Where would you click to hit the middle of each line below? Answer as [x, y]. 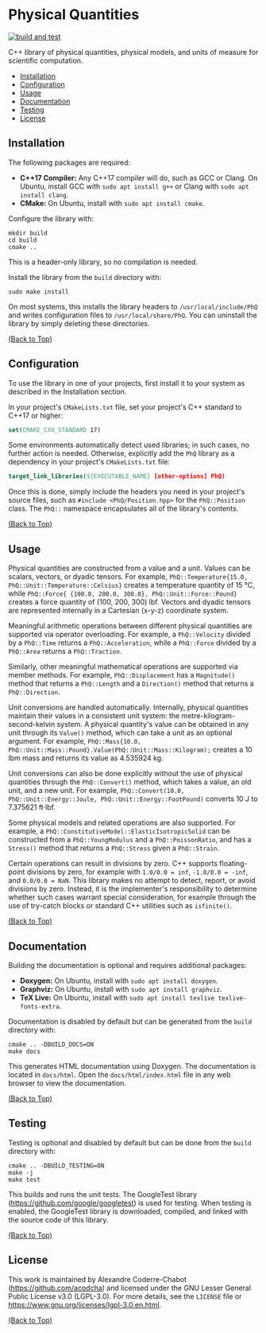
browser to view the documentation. [67, 1082]
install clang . [44, 194]
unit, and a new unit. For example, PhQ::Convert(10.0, [96, 791]
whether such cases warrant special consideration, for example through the [132, 897]
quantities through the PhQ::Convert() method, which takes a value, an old [130, 782]
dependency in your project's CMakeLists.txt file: [89, 462]
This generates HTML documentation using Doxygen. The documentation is [132, 1066]
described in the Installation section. [67, 391]
